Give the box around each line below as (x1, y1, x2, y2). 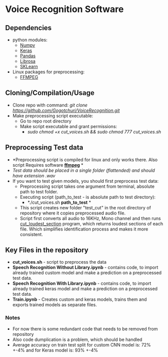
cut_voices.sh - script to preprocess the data (12, 259, 107, 265)
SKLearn (20, 64, 38, 69)
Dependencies (5, 24, 52, 32)
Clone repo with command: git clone (12, 102, 88, 108)
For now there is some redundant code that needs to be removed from (12, 325, 158, 332)
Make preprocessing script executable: (12, 112, 94, 118)
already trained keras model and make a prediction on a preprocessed (12, 286, 158, 292)
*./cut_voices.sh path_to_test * (27, 199, 91, 205)
